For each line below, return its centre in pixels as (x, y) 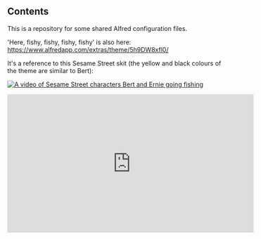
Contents (28, 12)
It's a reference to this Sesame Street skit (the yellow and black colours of (114, 63)
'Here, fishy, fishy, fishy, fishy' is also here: (69, 42)
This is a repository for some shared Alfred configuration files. (97, 28)
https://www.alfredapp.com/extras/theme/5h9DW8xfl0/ (88, 49)
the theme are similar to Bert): (50, 70)
